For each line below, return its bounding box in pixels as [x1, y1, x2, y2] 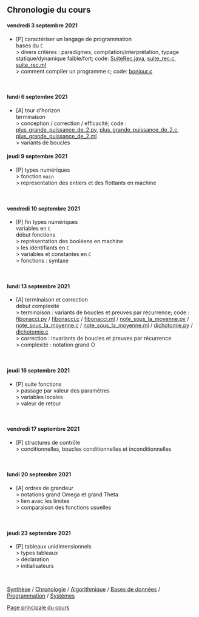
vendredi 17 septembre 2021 [7, 425, 80, 433]
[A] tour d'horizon [15, 106, 61, 114]
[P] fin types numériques [15, 218, 78, 226]
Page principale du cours [7, 604, 70, 612]
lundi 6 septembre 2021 [7, 93, 68, 101]
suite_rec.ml [15, 61, 47, 69]
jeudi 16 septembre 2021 [7, 367, 70, 374]
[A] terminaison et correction [15, 296, 89, 303]
